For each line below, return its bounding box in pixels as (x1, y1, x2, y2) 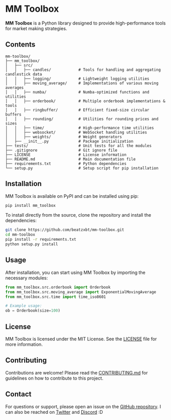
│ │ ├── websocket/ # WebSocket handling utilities (5, 130, 147, 135)
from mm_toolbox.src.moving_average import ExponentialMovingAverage (5, 289, 157, 294)
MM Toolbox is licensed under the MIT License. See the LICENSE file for (5, 336, 157, 342)
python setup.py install (5, 242, 58, 247)
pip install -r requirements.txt (5, 237, 77, 242)
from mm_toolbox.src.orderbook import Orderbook (5, 285, 111, 290)
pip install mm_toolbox (5, 203, 56, 208)
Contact (5, 390, 32, 399)
